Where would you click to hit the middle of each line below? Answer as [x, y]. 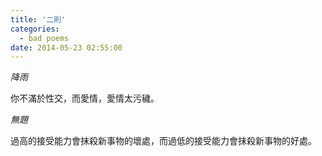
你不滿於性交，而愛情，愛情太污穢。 [85, 98]
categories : [35, 29]
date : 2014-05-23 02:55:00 [66, 47]
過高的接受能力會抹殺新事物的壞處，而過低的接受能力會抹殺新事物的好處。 [163, 141]
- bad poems [44, 38]
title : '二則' [38, 19]
